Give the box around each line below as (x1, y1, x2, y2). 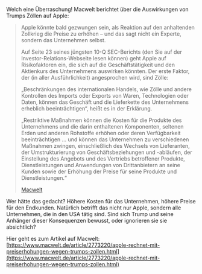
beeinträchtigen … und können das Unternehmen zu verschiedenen (21, 136, 189, 143)
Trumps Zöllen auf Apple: (6, 12, 69, 19)
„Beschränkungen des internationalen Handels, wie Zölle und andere (21, 86, 192, 93)
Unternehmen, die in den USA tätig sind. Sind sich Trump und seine (6, 211, 174, 217)
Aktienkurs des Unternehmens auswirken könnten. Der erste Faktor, (21, 68, 190, 75)
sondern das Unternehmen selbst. (21, 37, 106, 43)
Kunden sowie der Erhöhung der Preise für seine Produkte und (21, 168, 177, 175)
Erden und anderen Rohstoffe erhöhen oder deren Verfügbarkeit (21, 130, 181, 136)
